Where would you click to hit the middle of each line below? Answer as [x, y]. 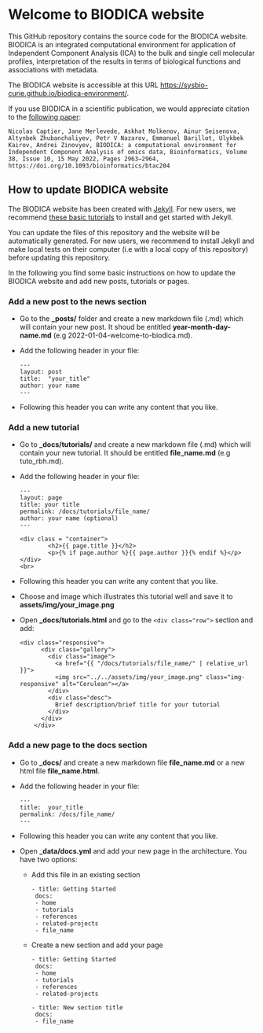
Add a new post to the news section [77, 301]
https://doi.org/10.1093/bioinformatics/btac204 [89, 166]
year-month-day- [202, 327]
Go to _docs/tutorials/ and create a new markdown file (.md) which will [135, 445]
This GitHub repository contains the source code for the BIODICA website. [128, 36]
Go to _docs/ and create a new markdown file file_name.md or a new [132, 762]
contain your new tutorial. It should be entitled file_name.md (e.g [125, 453]
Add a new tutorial [44, 427]
